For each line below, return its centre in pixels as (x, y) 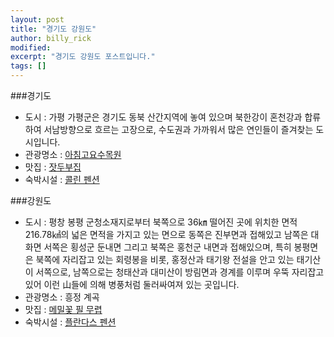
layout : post (37, 19)
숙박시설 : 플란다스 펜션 (70, 322)
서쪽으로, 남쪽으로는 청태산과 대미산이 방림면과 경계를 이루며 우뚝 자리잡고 (180, 272)
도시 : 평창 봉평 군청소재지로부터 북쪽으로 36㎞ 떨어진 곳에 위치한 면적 (161, 222)
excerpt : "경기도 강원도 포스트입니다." (83, 57)
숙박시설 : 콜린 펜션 (62, 179)
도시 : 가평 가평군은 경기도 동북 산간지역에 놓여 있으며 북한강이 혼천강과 (163, 117)
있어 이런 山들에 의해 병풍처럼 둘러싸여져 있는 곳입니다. (132, 284)
